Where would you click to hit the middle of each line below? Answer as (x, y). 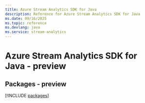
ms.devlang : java (23, 28)
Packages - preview (36, 84)
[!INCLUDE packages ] (27, 96)
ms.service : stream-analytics (36, 32)
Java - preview (36, 66)
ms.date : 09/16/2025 (26, 18)
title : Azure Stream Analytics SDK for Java (51, 9)
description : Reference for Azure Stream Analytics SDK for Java (72, 14)
